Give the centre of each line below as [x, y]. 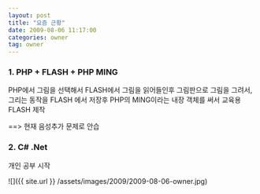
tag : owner [26, 45]
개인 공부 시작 [30, 165]
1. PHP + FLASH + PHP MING [63, 72]
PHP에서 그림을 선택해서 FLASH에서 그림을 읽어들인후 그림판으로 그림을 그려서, [130, 90]
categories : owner [38, 37]
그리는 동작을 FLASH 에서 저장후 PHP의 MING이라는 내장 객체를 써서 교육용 [125, 100]
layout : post [30, 15]
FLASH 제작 [27, 110]
